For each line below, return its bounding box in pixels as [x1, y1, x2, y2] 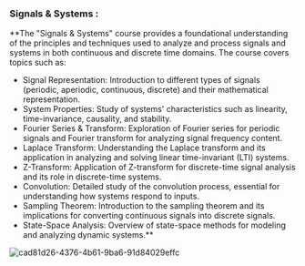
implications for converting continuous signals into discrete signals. [22, 210, 276, 221]
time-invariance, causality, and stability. [22, 113, 172, 125]
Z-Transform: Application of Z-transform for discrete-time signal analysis [22, 162, 296, 173]
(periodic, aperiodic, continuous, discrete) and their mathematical [22, 85, 269, 96]
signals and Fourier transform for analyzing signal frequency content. [22, 133, 283, 144]
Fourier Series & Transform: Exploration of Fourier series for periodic [22, 123, 280, 134]
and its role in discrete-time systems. [22, 171, 162, 182]
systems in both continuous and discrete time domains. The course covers [9, 47, 290, 58]
